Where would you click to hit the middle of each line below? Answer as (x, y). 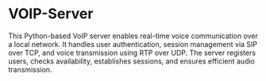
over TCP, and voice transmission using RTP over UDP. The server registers (132, 52)
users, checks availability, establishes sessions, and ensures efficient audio (132, 61)
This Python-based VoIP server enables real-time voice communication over (133, 36)
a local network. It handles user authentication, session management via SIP (133, 44)
